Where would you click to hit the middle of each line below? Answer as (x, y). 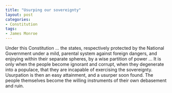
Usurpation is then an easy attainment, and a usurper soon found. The (79, 75)
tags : (11, 29)
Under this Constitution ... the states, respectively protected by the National (85, 48)
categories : (18, 19)
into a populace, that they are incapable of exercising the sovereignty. (79, 70)
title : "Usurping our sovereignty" (43, 10)
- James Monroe (21, 34)
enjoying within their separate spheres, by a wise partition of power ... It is (83, 59)
